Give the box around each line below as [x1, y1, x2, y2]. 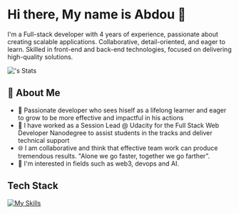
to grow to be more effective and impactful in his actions [17, 113, 184, 122]
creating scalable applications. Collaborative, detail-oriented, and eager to [7, 37, 226, 46]
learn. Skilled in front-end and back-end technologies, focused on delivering [7, 45, 232, 53]
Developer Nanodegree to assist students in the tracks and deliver [17, 128, 213, 137]
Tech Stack [7, 180, 59, 192]
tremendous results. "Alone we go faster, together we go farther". [17, 151, 210, 160]
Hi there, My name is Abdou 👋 [7, 6, 187, 23]
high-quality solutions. [7, 53, 73, 61]
